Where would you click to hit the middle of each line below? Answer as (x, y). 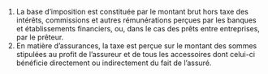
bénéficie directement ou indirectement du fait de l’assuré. (114, 63)
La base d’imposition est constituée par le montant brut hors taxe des (132, 12)
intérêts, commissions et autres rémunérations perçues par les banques (136, 20)
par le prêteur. (40, 37)
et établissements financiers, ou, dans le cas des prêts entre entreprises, (138, 29)
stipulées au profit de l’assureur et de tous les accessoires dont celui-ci (136, 54)
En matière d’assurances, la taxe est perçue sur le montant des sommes (136, 46)
